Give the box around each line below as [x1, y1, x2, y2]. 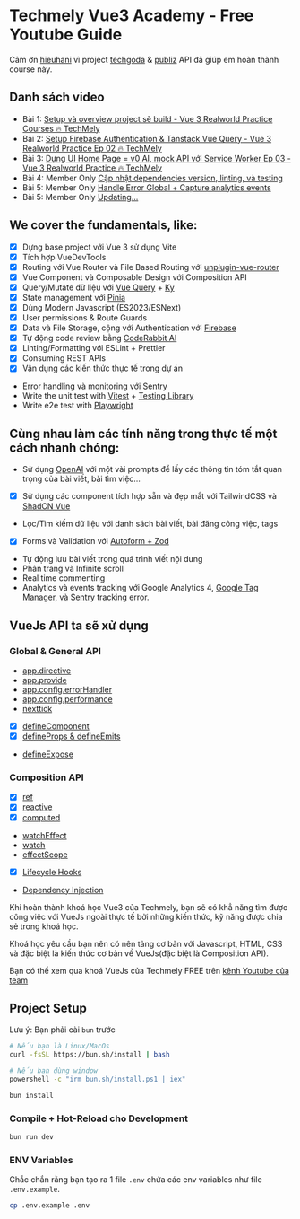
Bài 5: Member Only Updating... [21, 191, 139, 202]
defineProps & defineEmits [21, 731, 121, 741]
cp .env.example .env [9, 1201, 90, 1210]
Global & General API [9, 645, 101, 657]
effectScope [21, 849, 69, 860]
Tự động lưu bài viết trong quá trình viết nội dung [21, 554, 203, 565]
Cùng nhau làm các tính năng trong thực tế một [9, 425, 278, 441]
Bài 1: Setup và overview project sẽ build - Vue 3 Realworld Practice [21, 113, 273, 124]
